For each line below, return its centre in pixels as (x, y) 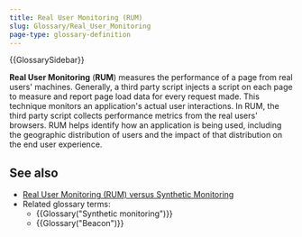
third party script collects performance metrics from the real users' (134, 116)
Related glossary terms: (66, 205)
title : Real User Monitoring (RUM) (76, 18)
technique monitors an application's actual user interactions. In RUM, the (144, 106)
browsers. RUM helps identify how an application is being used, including (146, 125)
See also (34, 173)
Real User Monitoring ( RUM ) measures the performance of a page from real (151, 77)
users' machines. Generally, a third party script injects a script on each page (151, 87)
